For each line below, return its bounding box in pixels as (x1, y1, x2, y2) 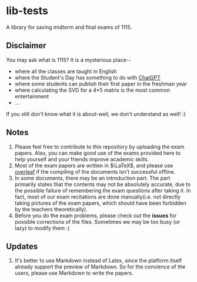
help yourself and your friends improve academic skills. (14, 155, 149, 162)
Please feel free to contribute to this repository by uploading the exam (14, 143, 185, 150)
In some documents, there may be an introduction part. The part (14, 174, 171, 181)
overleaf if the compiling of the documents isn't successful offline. (14, 168, 176, 175)
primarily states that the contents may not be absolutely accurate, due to (14, 181, 191, 188)
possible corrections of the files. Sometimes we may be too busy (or (14, 218, 181, 225)
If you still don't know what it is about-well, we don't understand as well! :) (6, 110, 186, 117)
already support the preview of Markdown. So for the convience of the (14, 263, 186, 270)
